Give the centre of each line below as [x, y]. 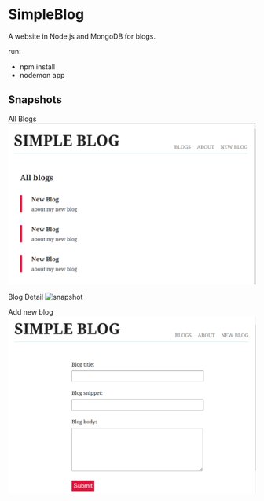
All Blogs [22, 119]
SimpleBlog [46, 15]
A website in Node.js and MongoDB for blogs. [82, 36]
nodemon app [42, 75]
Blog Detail [26, 297]
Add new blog [31, 311]
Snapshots [35, 100]
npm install [37, 66]
